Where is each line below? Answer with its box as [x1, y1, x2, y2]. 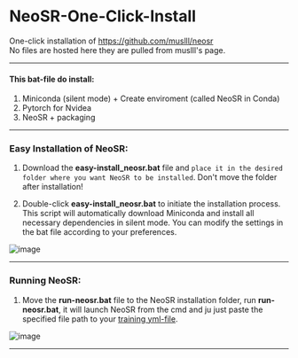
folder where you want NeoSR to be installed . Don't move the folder [21, 172, 278, 183]
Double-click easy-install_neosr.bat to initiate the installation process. [21, 198, 281, 209]
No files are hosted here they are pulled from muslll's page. [9, 44, 226, 55]
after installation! [21, 182, 84, 192]
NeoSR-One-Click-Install [9, 6, 197, 27]
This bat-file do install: [9, 74, 95, 84]
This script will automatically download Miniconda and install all [21, 208, 255, 219]
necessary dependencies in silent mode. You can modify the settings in [21, 217, 284, 228]
